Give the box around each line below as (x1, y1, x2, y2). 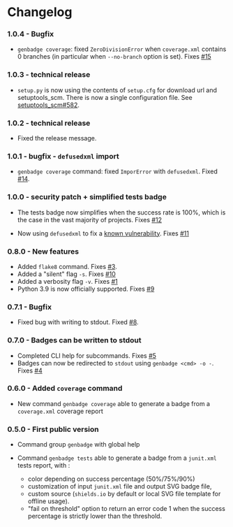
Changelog (7, 4, 73, 20)
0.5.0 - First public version (7, 424, 99, 434)
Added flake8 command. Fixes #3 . (17, 262, 117, 270)
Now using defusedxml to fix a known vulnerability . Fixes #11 (17, 229, 190, 238)
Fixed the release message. (17, 134, 97, 143)
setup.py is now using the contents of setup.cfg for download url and (17, 85, 218, 94)
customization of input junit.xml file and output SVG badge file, (27, 482, 212, 491)
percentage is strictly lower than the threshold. (27, 512, 163, 521)
